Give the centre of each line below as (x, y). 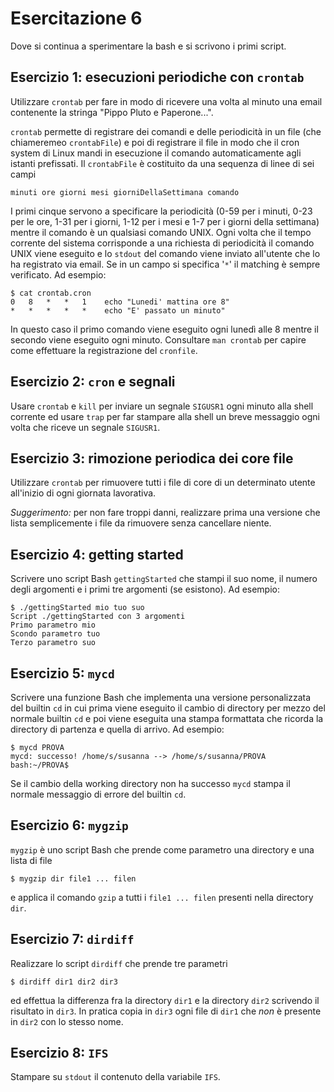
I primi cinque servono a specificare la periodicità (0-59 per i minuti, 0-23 (161, 211)
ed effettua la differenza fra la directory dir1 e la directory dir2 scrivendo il (165, 1000)
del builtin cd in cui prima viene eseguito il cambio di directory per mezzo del (168, 708)
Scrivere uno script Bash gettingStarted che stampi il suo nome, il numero (164, 579)
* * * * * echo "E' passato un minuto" (118, 310)
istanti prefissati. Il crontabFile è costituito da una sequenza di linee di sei (162, 163)
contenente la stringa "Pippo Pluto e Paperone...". (112, 112)
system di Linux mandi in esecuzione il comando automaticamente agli (156, 153)
